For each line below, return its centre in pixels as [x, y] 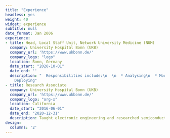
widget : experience [26, 24]
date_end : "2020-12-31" [35, 113]
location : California [33, 104]
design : [13, 123]
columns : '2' [24, 127]
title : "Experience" [27, 10]
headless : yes [20, 15]
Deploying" [26, 80]
